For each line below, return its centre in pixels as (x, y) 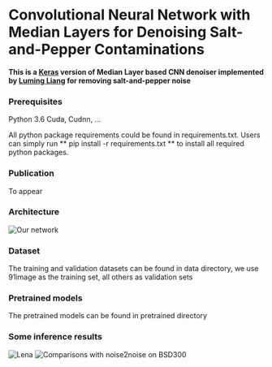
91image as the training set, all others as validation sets (101, 277)
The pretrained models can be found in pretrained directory (108, 316)
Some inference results (56, 337)
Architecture (34, 212)
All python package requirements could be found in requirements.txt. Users (135, 135)
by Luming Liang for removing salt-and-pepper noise (99, 80)
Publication (31, 174)
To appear (26, 191)
